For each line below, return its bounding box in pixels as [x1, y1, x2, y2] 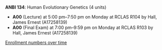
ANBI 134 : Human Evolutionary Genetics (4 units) [5, 4, 107, 10]
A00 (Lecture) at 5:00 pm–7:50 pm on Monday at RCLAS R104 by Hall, [12, 14, 157, 19]
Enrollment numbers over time [5, 39, 67, 45]
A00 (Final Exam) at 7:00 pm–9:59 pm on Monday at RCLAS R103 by [12, 24, 154, 30]
